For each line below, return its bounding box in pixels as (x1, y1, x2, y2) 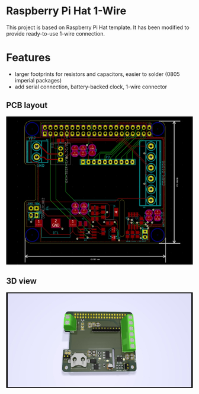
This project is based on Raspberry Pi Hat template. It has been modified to (6, 24, 190, 31)
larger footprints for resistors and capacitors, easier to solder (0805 (14, 70, 180, 78)
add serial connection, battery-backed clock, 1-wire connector (14, 83, 168, 90)
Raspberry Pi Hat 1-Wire (6, 4, 127, 18)
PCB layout (6, 100, 48, 110)
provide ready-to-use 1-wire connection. (6, 30, 105, 37)
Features (6, 51, 51, 65)
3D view (6, 276, 37, 286)
